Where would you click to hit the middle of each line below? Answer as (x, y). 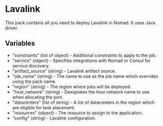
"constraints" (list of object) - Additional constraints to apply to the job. (84, 55)
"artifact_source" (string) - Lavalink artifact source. (64, 71)
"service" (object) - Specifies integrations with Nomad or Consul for (81, 61)
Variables (20, 44)
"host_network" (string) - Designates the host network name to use (81, 92)
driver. (12, 28)
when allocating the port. (38, 97)
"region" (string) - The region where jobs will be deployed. (72, 87)
